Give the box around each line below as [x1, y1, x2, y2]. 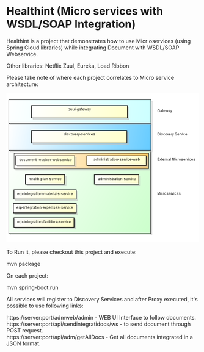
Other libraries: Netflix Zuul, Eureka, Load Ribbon [6, 62, 129, 70]
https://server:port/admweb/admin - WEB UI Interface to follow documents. [6, 314, 197, 321]
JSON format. [6, 340, 41, 347]
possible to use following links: [6, 302, 84, 309]
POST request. [6, 327, 43, 334]
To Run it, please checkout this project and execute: [6, 248, 137, 256]
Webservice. [6, 50, 38, 57]
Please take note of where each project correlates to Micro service [6, 74, 175, 81]
